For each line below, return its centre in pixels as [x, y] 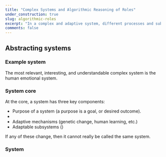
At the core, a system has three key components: [55, 102]
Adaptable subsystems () [38, 127]
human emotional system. [31, 78]
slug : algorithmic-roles [31, 19]
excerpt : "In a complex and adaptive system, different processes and [79, 23]
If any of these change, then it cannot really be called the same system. [78, 137]
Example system [25, 62]
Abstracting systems [38, 48]
